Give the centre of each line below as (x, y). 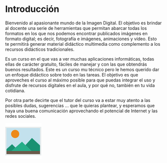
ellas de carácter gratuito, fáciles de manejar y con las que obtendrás (76, 64)
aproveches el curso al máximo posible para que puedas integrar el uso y (80, 80)
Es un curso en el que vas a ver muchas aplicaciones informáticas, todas (80, 59)
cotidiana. (15, 90)
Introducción (32, 9)
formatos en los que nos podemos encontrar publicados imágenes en (77, 33)
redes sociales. (21, 116)
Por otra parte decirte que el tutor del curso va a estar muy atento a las (78, 100)
